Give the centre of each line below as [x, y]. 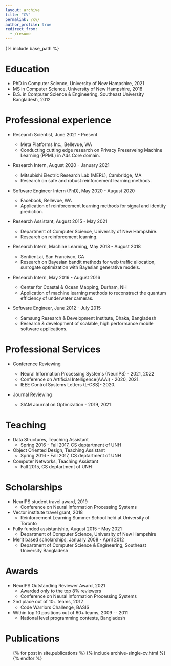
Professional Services [53, 350]
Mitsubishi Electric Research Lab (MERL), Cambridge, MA [81, 175]
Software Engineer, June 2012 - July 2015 [57, 308]
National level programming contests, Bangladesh [73, 618]
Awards [22, 571]
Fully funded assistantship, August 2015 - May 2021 [67, 529]
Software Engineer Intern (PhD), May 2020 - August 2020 [74, 191]
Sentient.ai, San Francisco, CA [52, 256]
